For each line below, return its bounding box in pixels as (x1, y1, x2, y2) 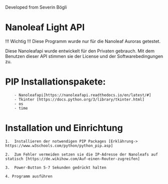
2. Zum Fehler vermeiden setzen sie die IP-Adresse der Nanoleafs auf (5, 152, 158, 157)
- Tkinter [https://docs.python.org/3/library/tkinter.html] (14, 97, 144, 102)
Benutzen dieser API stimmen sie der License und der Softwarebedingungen (5, 53, 163, 59)
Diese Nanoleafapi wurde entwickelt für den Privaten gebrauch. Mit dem (5, 47, 155, 54)
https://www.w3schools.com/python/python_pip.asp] (5, 143, 113, 148)
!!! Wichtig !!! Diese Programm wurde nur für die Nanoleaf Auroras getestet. (5, 38, 161, 44)
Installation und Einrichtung (5, 122, 123, 134)
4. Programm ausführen (5, 173, 53, 179)
